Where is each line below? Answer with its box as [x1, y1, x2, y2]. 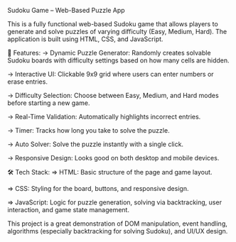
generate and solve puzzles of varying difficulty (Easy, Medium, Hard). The [7, 28, 227, 35]
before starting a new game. [7, 99, 90, 107]
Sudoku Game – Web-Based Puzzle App [7, 6, 126, 14]
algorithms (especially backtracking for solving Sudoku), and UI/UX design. [7, 227, 228, 235]
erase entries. [7, 77, 48, 86]
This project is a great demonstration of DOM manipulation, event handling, [7, 219, 227, 228]
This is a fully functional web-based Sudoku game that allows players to [7, 20, 218, 28]
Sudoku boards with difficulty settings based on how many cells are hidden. [7, 56, 230, 65]
